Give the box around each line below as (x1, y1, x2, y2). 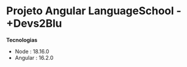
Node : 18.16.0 (14, 47, 50, 55)
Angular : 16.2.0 (14, 54, 54, 61)
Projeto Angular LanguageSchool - (6, 4, 182, 18)
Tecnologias (6, 36, 38, 43)
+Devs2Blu (6, 17, 63, 30)
